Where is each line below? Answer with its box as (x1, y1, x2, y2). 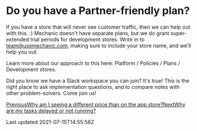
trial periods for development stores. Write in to (30, 36, 145, 43)
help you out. (6, 48, 38, 55)
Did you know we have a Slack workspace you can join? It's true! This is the (6, 77, 190, 84)
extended (6, 36, 29, 43)
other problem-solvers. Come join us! (6, 89, 97, 96)
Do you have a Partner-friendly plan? (6, 4, 190, 18)
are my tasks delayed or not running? (6, 107, 96, 114)
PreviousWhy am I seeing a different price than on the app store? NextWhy (6, 101, 186, 108)
